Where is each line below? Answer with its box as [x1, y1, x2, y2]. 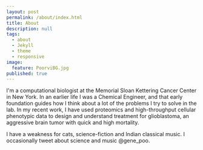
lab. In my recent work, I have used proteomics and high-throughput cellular [6, 106, 196, 113]
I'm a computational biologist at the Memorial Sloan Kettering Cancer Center [6, 87, 197, 94]
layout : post [6, 8, 39, 15]
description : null [6, 25, 53, 32]
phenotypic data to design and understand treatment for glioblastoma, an [6, 113, 190, 120]
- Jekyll [12, 43, 34, 49]
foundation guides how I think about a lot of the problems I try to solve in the [6, 100, 197, 107]
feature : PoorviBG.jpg [12, 64, 69, 71]
